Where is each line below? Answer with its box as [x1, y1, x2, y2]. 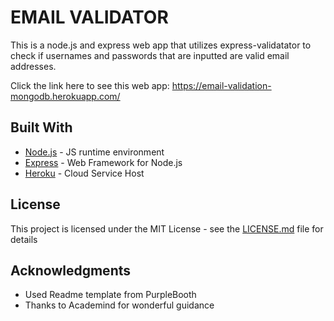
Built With [10, 119, 73, 136]
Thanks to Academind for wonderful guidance [24, 299, 215, 311]
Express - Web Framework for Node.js [24, 156, 183, 168]
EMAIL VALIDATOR [10, 6, 169, 29]
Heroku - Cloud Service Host [24, 167, 145, 179]
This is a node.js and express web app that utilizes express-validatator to [10, 39, 312, 51]
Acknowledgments [10, 262, 132, 279]
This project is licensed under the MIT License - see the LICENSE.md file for [10, 222, 324, 235]
